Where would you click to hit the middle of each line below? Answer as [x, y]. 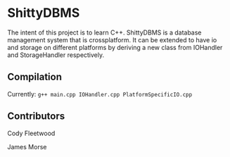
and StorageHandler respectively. [56, 55]
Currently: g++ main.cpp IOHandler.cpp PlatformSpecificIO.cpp [100, 94]
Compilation [34, 77]
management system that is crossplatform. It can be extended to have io [112, 39]
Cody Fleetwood [31, 133]
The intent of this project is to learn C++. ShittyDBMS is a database [104, 32]
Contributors [36, 117]
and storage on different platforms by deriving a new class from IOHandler [115, 47]
